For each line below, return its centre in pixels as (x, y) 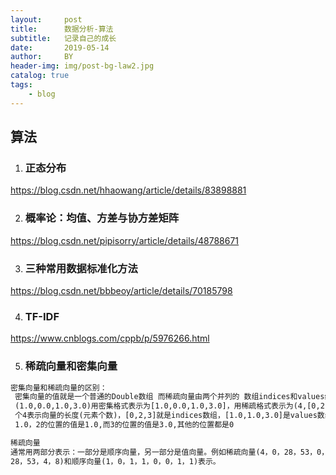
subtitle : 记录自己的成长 (63, 38)
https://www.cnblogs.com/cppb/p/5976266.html (110, 338)
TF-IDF (42, 316)
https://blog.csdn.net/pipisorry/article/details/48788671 (125, 240)
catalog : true (40, 76)
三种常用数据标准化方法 (81, 268)
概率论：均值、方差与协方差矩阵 (102, 218)
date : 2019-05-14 (60, 47)
